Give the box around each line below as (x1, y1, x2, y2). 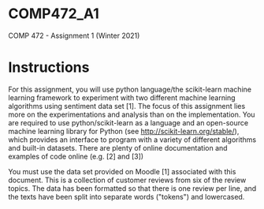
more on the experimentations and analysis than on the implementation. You (8, 110, 255, 119)
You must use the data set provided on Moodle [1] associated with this (8, 166, 236, 176)
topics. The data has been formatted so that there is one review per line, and (8, 183, 257, 193)
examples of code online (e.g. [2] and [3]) (8, 151, 144, 161)
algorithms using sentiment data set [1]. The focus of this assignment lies (8, 101, 246, 110)
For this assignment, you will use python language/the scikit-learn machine (8, 84, 252, 94)
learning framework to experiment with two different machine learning (8, 92, 236, 103)
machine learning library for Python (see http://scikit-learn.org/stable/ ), (8, 126, 240, 136)
